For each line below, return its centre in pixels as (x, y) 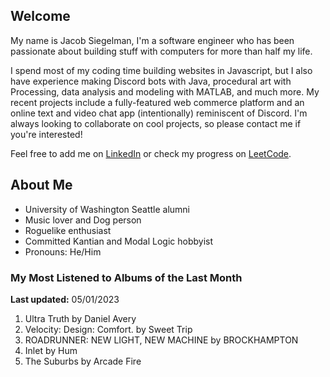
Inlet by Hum (51, 350)
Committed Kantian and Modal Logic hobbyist (119, 241)
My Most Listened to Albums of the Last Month (126, 277)
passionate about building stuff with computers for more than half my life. (161, 51)
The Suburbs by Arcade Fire (83, 361)
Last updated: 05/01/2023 (65, 299)
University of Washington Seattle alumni (107, 209)
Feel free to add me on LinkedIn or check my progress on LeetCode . (151, 153)
